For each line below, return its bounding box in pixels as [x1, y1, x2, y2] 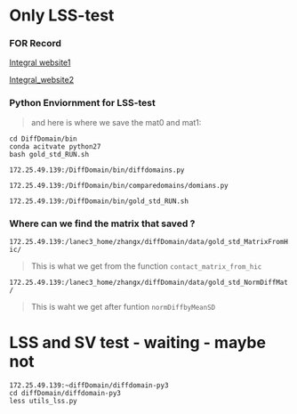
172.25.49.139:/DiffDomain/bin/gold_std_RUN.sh [9, 197, 189, 206]
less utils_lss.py [9, 397, 77, 406]
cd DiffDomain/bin [9, 134, 77, 143]
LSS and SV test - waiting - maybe [9, 333, 267, 353]
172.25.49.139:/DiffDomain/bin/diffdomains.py [9, 166, 185, 175]
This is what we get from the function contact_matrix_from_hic [30, 261, 262, 272]
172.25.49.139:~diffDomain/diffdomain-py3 [9, 381, 169, 390]
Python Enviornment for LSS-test [9, 97, 156, 110]
